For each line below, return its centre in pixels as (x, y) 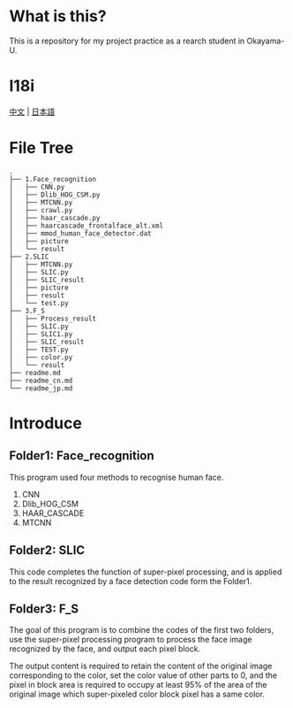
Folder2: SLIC (47, 550)
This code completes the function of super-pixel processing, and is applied (146, 572)
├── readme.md (35, 373)
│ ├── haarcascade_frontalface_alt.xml (86, 226)
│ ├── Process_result (53, 319)
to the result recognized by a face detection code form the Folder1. (131, 581)
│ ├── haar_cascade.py (55, 218)
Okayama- (266, 41)
